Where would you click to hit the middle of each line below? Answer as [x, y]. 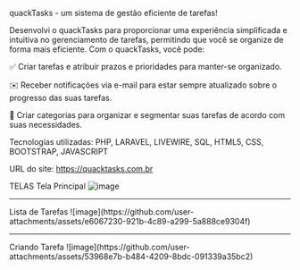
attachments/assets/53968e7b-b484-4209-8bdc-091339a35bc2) [131, 257]
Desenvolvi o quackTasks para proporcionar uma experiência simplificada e [148, 30]
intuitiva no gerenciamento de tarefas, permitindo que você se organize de [146, 40]
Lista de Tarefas [39, 212]
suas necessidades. [46, 125]
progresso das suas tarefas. [61, 98]
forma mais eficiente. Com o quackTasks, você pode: [107, 49]
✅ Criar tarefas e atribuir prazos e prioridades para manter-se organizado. [146, 67]
